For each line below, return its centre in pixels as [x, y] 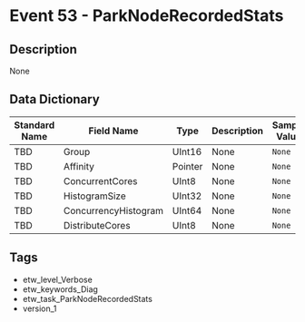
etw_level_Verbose [57, 279]
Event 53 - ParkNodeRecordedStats [147, 16]
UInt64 [187, 210]
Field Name [113, 131]
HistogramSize [95, 196]
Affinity [79, 166]
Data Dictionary [54, 99]
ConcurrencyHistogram [113, 210]
